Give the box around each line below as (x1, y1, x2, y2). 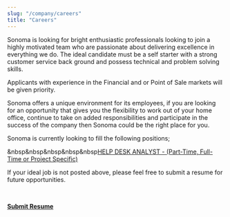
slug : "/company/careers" (7, 10, 82, 17)
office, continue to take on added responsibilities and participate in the (7, 113, 209, 121)
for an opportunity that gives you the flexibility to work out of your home (7, 106, 213, 114)
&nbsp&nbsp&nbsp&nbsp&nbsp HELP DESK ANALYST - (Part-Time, (7, 147, 199, 156)
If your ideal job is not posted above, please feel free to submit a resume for (7, 168, 223, 176)
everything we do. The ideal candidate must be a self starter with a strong (7, 50, 218, 59)
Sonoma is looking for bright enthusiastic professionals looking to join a (7, 35, 211, 43)
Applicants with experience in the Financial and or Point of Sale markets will (7, 78, 223, 86)
